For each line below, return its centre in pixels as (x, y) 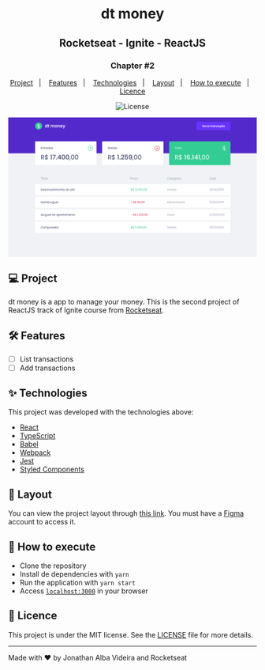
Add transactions (47, 368)
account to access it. (42, 522)
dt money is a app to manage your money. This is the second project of (124, 301)
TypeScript (37, 436)
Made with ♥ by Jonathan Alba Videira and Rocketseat (98, 657)
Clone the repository (53, 566)
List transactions (47, 359)
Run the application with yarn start (77, 583)
